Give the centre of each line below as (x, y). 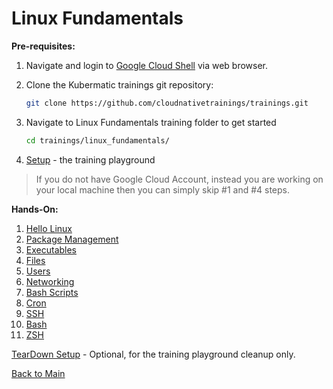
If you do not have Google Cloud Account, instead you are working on (179, 179)
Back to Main (38, 373)
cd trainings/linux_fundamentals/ (97, 140)
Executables (51, 249)
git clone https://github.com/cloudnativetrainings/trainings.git (167, 103)
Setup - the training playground (90, 159)
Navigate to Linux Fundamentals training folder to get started (151, 122)
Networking (50, 281)
